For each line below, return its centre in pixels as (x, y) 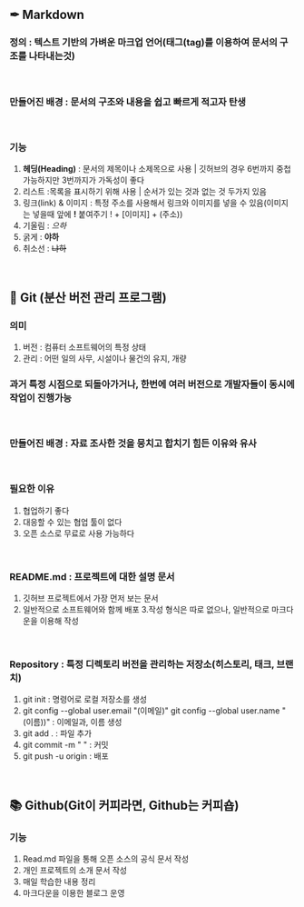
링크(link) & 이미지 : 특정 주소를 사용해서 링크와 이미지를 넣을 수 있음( (145, 203)
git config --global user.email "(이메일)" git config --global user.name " (154, 711)
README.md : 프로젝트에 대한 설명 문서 (92, 576)
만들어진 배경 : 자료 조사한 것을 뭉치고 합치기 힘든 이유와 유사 (133, 444)
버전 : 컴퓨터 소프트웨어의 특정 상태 (84, 347)
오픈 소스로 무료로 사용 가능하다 (78, 533)
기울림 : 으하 (44, 225)
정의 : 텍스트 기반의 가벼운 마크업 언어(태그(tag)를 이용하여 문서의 (144, 43)
